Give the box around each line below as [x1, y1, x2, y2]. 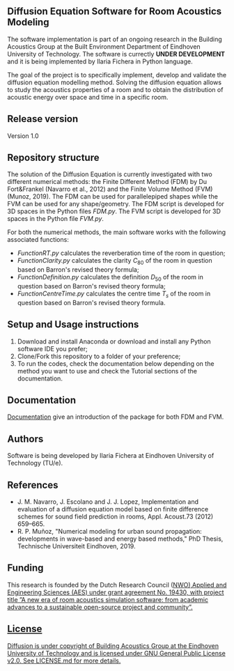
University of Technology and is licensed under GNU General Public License [7, 649, 226, 657]
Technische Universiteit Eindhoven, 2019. [17, 542, 136, 550]
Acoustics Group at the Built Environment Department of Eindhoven [7, 42, 201, 51]
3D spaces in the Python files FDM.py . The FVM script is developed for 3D [7, 207, 221, 215]
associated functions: [7, 236, 70, 244]
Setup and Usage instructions [7, 318, 139, 330]
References [7, 479, 58, 491]
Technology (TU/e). [7, 459, 63, 468]
